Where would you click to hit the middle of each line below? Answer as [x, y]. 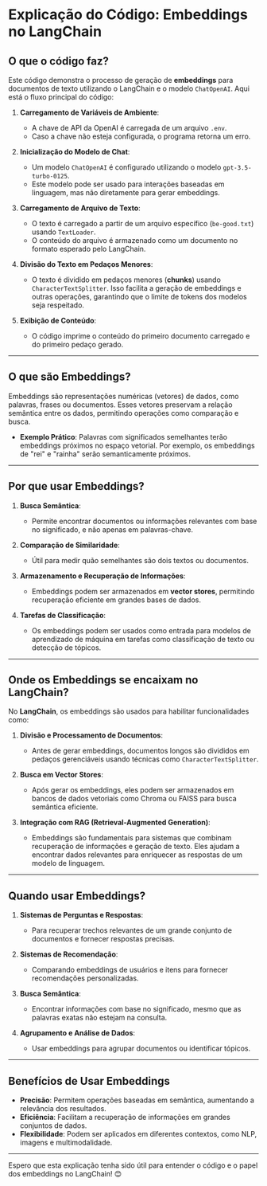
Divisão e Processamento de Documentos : [91, 735]
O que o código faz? [59, 61]
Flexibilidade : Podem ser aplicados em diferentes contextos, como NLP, [138, 1134]
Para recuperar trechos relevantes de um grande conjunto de [132, 930]
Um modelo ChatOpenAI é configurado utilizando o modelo [126, 167]
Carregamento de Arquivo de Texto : [80, 208]
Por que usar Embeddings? [76, 486]
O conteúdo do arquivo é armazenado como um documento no [135, 240]
